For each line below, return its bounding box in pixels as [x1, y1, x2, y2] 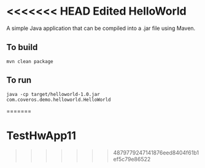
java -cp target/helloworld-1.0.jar [6, 91, 100, 97]
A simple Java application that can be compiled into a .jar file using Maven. [6, 24, 196, 32]
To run [6, 75, 32, 86]
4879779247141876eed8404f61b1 [113, 148, 199, 156]
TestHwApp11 [6, 128, 77, 142]
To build [6, 42, 38, 53]
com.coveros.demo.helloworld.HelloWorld [6, 97, 112, 103]
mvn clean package [6, 58, 53, 65]
